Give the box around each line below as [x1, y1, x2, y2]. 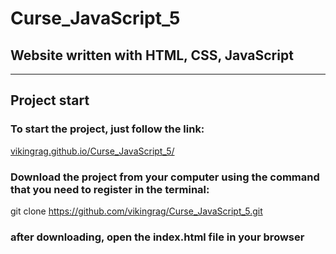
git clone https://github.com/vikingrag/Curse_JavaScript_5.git [10, 205, 263, 217]
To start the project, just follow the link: [10, 122, 205, 136]
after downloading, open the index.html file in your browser [10, 230, 305, 244]
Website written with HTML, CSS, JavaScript [10, 47, 294, 64]
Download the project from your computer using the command [10, 170, 320, 184]
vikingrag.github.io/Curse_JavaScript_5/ [10, 145, 175, 157]
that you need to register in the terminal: [10, 182, 210, 196]
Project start [10, 92, 90, 109]
